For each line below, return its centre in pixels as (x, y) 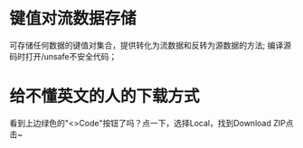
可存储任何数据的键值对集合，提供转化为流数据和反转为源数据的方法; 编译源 (151, 45)
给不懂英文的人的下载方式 (105, 97)
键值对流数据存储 (73, 18)
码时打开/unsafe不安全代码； (63, 56)
